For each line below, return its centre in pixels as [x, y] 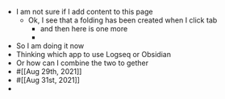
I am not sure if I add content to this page [84, 12]
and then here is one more [84, 29]
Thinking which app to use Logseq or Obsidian [94, 54]
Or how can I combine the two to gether [82, 63]
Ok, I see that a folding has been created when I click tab [123, 20]
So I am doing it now [50, 46]
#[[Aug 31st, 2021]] [48, 80]
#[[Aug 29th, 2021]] [49, 71]
